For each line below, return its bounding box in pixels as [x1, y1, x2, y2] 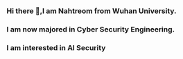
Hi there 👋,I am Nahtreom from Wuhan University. [6, 6, 177, 16]
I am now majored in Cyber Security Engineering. [6, 24, 175, 34]
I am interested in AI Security [6, 43, 106, 52]
